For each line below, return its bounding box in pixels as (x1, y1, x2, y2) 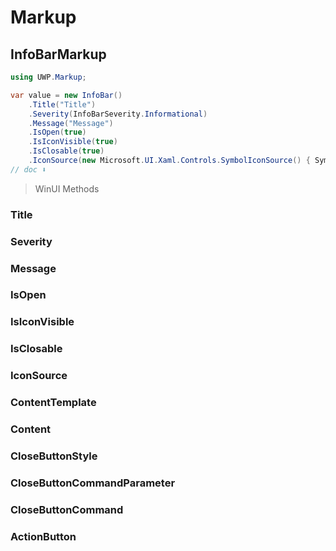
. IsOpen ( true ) (28, 127, 87, 138)
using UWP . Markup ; (10, 72, 87, 82)
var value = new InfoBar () (10, 90, 123, 100)
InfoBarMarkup (10, 46, 107, 63)
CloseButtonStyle (10, 449, 98, 463)
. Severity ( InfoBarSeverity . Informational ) (28, 109, 208, 119)
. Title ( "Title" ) (28, 99, 97, 110)
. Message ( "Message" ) (28, 118, 114, 128)
